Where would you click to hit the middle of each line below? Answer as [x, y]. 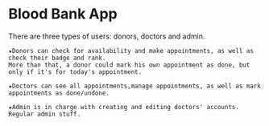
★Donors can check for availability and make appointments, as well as [131, 51]
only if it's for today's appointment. [75, 72]
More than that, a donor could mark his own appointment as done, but [129, 65]
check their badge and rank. [57, 58]
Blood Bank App [63, 14]
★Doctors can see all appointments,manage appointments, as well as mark [135, 86]
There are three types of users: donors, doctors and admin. [107, 36]
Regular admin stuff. [45, 114]
